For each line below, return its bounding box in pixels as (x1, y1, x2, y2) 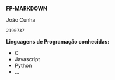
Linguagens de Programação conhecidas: (6, 38, 110, 45)
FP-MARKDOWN (6, 5, 48, 12)
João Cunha (6, 16, 36, 23)
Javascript (14, 56, 40, 62)
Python (14, 62, 32, 69)
